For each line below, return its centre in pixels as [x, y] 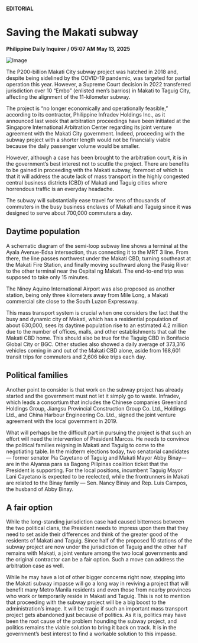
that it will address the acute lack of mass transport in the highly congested [98, 176]
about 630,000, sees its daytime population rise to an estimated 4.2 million [97, 325]
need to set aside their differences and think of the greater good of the [92, 534]
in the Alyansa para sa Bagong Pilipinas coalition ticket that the [92, 464]
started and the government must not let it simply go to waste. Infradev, [93, 396]
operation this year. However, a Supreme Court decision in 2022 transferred [98, 84]
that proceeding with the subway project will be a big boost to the [86, 602]
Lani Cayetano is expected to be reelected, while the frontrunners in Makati [98, 476]
